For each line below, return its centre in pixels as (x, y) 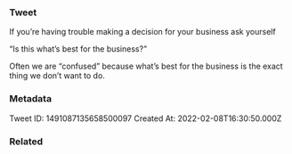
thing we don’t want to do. (57, 76)
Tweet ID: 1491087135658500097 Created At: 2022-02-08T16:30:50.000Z (146, 118)
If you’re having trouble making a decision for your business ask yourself (142, 32)
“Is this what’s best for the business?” (78, 49)
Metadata (30, 99)
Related (26, 142)
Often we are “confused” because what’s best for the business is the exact (146, 66)
